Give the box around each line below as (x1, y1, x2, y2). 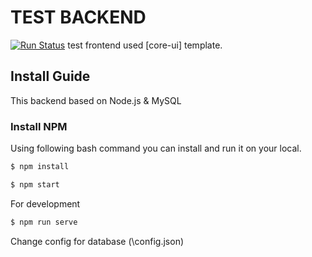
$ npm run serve (10, 217, 78, 227)
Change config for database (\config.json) (10, 235, 185, 247)
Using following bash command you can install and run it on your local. (10, 142, 302, 155)
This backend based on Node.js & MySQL (10, 94, 182, 106)
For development (10, 197, 81, 210)
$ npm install (10, 162, 70, 172)
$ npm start (10, 179, 60, 190)
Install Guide (10, 68, 91, 85)
